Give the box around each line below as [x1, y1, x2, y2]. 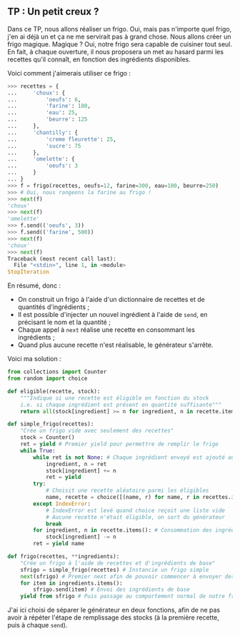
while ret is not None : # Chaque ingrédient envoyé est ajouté [33, 453, 225, 461]
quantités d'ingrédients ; [17, 303, 90, 311]
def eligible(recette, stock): [7, 388, 101, 395]
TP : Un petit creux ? [7, 6, 99, 18]
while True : [20, 447, 56, 454]
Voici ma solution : [7, 355, 62, 363]
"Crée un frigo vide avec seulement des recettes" [20, 428, 174, 435]
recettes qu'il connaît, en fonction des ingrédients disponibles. [7, 55, 191, 64]
